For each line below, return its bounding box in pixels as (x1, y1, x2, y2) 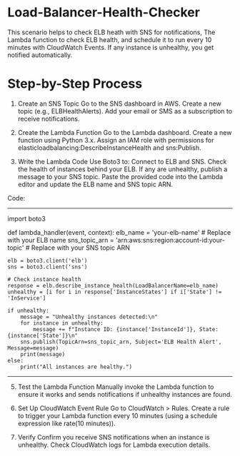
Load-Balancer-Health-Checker (7, 4, 200, 21)
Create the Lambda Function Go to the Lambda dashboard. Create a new (17, 128, 232, 136)
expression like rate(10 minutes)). (17, 419, 116, 427)
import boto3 (7, 214, 46, 223)
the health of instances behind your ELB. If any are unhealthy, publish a (17, 165, 228, 173)
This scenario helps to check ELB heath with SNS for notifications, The (7, 28, 216, 36)
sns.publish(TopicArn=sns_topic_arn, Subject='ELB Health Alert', (20, 338, 222, 345)
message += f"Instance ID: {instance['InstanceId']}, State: (33, 325, 219, 333)
